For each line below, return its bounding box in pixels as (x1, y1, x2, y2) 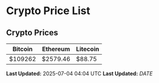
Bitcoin (12, 45, 33, 53)
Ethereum (42, 45, 70, 53)
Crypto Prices (6, 28, 59, 38)
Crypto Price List (6, 4, 90, 18)
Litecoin (76, 45, 99, 53)
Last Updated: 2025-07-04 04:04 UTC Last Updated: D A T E (6, 70, 153, 77)
